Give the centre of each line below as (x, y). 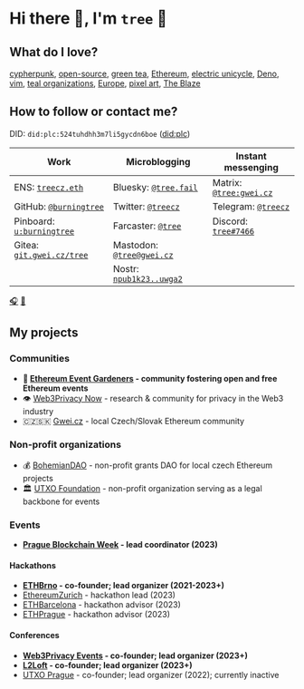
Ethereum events (55, 388)
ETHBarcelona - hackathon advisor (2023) (101, 605)
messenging (251, 167)
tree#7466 (233, 231)
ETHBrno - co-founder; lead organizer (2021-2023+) (123, 586)
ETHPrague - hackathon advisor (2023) (96, 615)
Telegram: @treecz (251, 206)
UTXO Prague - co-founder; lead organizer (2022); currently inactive (151, 674)
